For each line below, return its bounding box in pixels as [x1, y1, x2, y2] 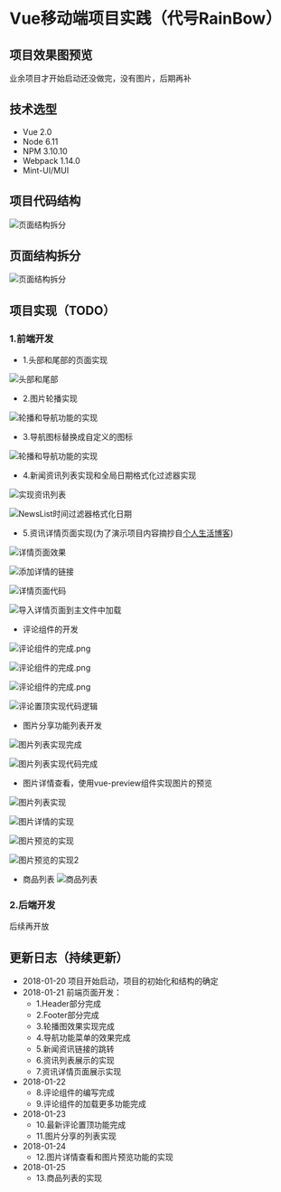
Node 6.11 [22, 136, 59, 147]
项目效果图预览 [9, 47, 93, 62]
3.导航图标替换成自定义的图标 [22, 432, 134, 443]
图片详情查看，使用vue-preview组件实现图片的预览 [22, 777, 212, 788]
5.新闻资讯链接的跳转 [35, 1044, 115, 1054]
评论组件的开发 [22, 624, 79, 634]
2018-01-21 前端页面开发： [22, 987, 122, 998]
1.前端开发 [9, 332, 54, 345]
